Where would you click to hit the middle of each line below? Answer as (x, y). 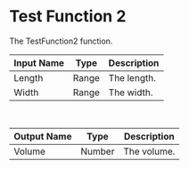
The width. (131, 93)
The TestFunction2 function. (61, 41)
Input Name (39, 62)
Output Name (43, 136)
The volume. (149, 151)
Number (97, 151)
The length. (132, 77)
